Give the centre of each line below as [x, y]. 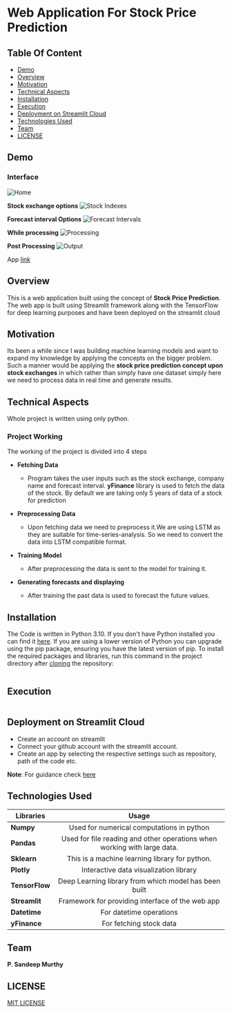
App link [19, 259]
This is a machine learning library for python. [139, 858]
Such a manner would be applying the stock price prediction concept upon [115, 365]
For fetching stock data [139, 923]
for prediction [47, 500]
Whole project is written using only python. [68, 419]
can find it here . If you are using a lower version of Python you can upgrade [115, 641]
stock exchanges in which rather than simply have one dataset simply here [114, 373]
